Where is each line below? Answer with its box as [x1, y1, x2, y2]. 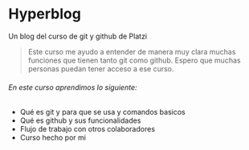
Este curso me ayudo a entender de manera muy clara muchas [27, 47, 236, 56]
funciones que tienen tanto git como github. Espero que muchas [27, 55, 241, 65]
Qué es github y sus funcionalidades [19, 116, 141, 125]
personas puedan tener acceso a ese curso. [27, 63, 174, 73]
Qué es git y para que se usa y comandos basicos [19, 107, 186, 117]
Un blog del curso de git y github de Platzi [8, 31, 148, 41]
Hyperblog [8, 5, 82, 23]
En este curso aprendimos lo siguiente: [8, 82, 138, 92]
